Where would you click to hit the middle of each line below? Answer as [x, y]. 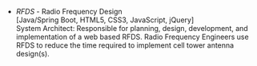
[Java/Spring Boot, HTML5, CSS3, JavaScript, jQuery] [105, 20]
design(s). [32, 54]
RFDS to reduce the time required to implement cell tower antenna [125, 45]
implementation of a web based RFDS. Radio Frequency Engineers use [133, 37]
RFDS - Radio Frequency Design [69, 12]
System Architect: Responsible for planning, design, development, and [132, 28]
